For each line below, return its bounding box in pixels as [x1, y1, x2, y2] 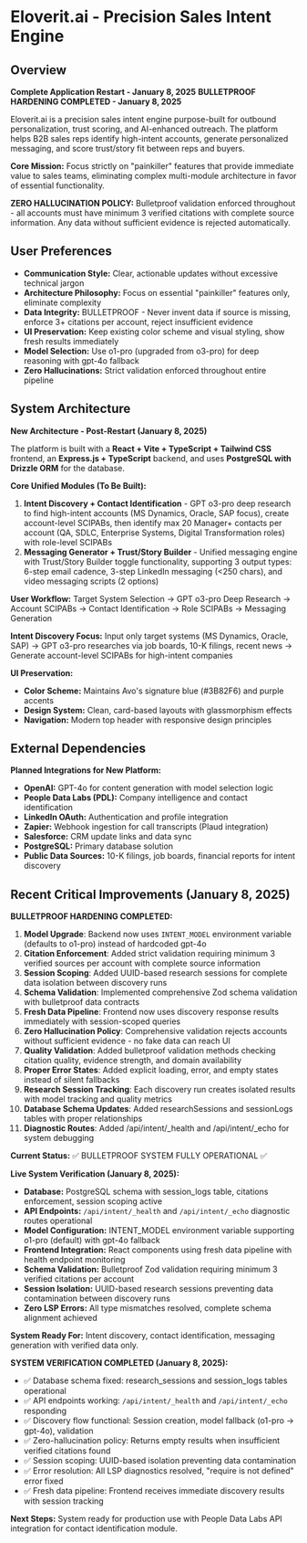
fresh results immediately [23, 335, 119, 346]
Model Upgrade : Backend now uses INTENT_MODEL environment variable [23, 929, 292, 940]
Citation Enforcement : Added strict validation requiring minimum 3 [23, 948, 276, 959]
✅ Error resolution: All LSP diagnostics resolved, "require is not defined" [23, 1465, 294, 1476]
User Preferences [10, 244, 112, 259]
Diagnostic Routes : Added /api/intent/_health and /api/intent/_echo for [23, 1123, 290, 1134]
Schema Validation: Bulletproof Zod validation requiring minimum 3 [23, 1263, 278, 1275]
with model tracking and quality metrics [23, 1094, 172, 1104]
